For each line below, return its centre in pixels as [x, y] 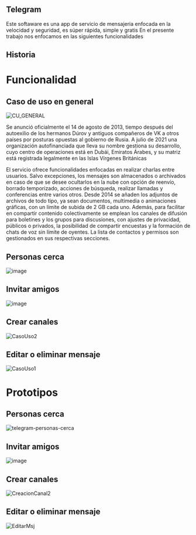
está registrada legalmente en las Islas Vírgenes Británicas [77, 159]
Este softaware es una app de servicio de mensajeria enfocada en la [88, 23]
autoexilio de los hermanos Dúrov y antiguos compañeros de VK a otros [93, 133]
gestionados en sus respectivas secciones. [58, 238]
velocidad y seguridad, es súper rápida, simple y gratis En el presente [90, 30]
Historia [21, 55]
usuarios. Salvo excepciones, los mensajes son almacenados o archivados [96, 176]
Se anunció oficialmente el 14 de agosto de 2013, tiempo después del [90, 127]
